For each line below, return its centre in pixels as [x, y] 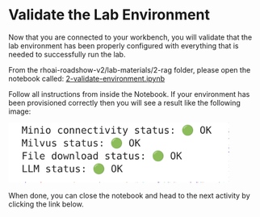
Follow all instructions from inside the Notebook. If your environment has [129, 94]
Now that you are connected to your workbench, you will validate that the [130, 37]
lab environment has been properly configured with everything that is [124, 45]
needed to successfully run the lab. [67, 54]
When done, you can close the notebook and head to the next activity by [129, 195]
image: [20, 111]
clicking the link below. [46, 204]
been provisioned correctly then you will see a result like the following [124, 102]
